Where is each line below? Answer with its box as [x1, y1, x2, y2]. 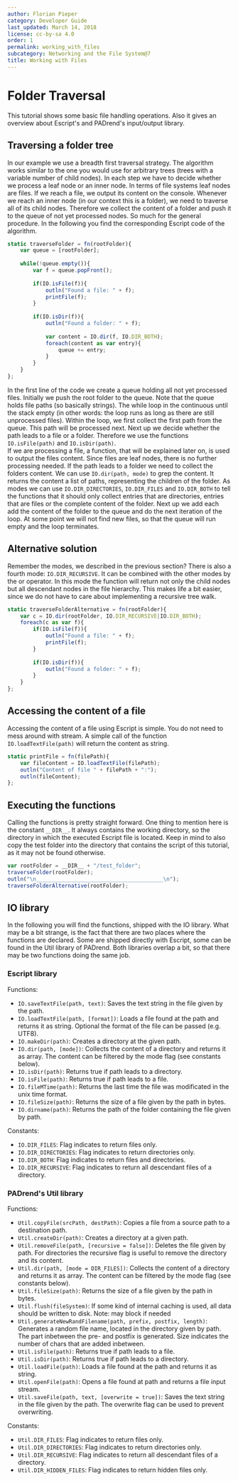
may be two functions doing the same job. [7, 951, 131, 960]
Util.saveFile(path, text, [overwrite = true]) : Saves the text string [17, 1392, 225, 1401]
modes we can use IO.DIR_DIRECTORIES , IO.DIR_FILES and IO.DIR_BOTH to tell [7, 484, 231, 493]
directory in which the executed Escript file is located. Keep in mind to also [7, 834, 226, 842]
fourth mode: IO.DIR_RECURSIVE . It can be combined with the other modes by [7, 569, 231, 578]
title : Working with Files [7, 57, 87, 64]
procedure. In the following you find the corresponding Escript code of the [7, 219, 225, 227]
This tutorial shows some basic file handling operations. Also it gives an [7, 111, 217, 120]
